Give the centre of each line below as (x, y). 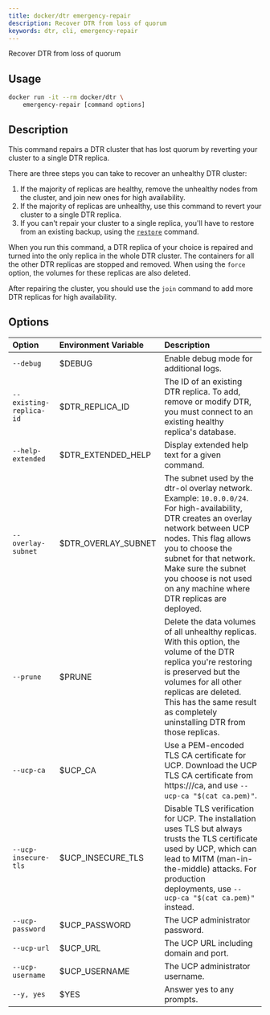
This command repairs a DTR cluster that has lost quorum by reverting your (133, 149)
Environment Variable (102, 345)
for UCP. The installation (210, 818)
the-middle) (187, 869)
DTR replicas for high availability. (63, 297)
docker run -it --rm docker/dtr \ (66, 97)
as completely (191, 712)
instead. (179, 907)
